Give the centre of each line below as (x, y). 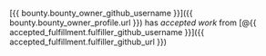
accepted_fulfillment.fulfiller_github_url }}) (88, 42)
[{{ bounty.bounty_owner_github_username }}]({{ (101, 13)
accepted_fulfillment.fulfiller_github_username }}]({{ (107, 32)
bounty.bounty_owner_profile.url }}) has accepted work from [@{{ (133, 23)
